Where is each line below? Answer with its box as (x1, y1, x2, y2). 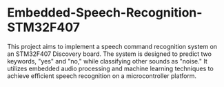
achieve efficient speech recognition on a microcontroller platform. (7, 71, 197, 80)
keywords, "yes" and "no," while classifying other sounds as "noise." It (7, 57, 208, 65)
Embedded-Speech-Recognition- (7, 5, 203, 21)
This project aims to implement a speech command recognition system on (7, 42, 218, 50)
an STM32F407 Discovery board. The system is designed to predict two (7, 50, 212, 58)
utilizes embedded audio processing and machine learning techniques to (7, 64, 214, 72)
